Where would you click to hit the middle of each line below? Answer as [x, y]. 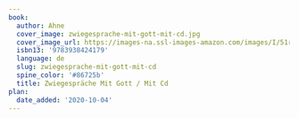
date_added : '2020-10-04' [65, 100]
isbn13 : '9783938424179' [62, 51]
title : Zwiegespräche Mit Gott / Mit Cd [92, 83]
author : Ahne [41, 26]
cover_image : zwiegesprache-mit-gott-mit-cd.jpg [108, 34]
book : [18, 17]
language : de [41, 59]
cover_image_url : [49, 42]
